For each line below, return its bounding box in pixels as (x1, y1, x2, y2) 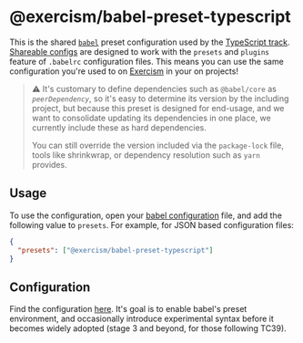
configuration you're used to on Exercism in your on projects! (9, 66, 239, 77)
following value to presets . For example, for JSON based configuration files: (9, 219, 294, 230)
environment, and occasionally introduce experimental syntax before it (9, 313, 275, 325)
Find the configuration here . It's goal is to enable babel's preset (9, 304, 247, 315)
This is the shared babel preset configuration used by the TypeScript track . (9, 36, 290, 47)
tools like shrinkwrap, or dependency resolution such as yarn (31, 149, 261, 161)
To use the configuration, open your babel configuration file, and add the (9, 210, 282, 221)
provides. (31, 159, 67, 170)
